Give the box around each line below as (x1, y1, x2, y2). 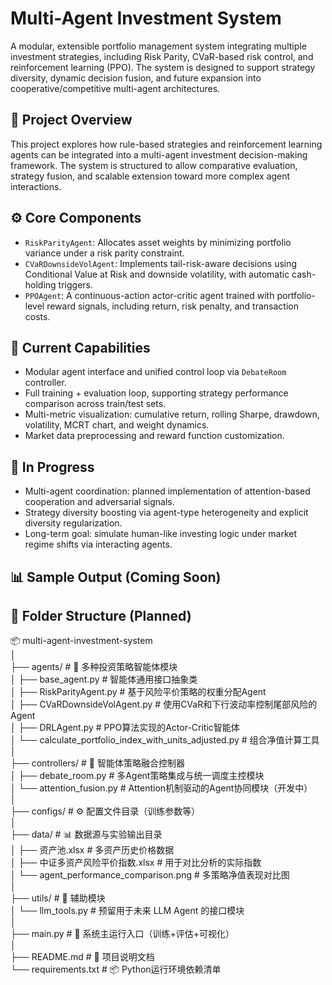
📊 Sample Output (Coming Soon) (10, 568, 222, 586)
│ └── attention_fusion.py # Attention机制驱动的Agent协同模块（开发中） (10, 782, 313, 794)
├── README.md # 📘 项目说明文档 (10, 951, 155, 963)
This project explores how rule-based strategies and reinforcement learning (10, 138, 323, 150)
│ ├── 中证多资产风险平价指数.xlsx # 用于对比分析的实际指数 (10, 857, 262, 869)
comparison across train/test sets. (24, 398, 167, 410)
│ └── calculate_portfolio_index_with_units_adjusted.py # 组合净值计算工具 (10, 734, 320, 746)
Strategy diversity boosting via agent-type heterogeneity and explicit (24, 507, 309, 519)
